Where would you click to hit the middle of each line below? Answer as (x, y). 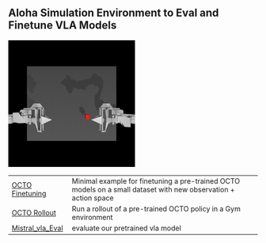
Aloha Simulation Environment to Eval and (114, 13)
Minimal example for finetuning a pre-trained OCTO (156, 180)
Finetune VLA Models (63, 26)
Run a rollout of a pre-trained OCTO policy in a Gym (156, 208)
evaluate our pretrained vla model (127, 228)
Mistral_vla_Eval (37, 228)
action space (93, 198)
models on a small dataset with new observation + (153, 189)
